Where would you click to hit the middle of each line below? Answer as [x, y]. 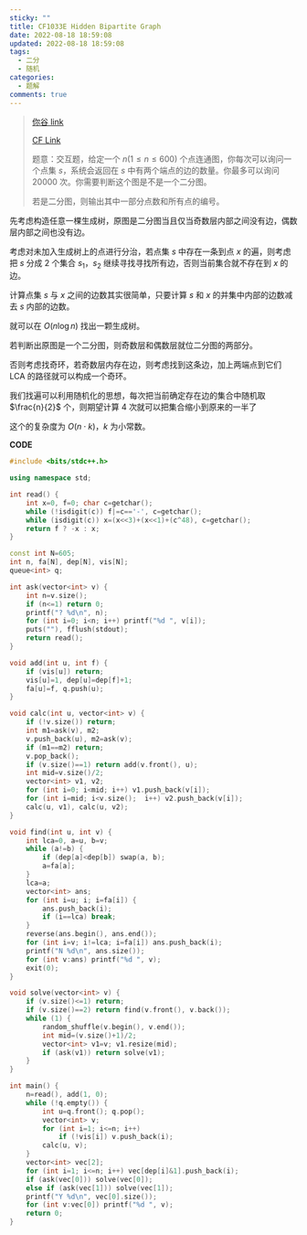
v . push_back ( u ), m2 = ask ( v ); [79, 739]
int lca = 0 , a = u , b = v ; [67, 841]
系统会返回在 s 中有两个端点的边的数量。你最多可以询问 [175, 170]
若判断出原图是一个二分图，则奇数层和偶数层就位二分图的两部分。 [133, 346]
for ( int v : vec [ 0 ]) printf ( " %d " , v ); [100, 1205]
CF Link [46, 140]
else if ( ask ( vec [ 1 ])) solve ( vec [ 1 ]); [100, 1188]
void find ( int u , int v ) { [61, 832]
